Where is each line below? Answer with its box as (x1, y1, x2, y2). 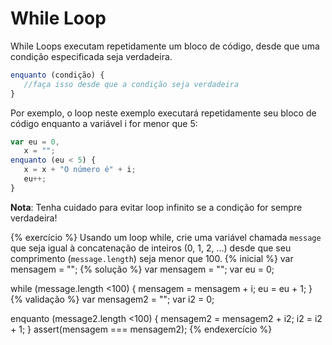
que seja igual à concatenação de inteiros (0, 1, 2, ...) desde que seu (10, 242, 292, 254)
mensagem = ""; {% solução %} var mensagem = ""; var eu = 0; (10, 263, 275, 275)
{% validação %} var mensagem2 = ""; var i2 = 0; (10, 293, 215, 305)
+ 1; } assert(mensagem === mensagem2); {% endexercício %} (10, 323, 273, 335)
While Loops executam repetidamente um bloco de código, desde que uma (10, 40, 320, 52)
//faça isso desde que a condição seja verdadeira (23, 79, 240, 89)
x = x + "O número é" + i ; (23, 165, 137, 175)
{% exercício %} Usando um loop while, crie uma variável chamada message (10, 231, 322, 243)
